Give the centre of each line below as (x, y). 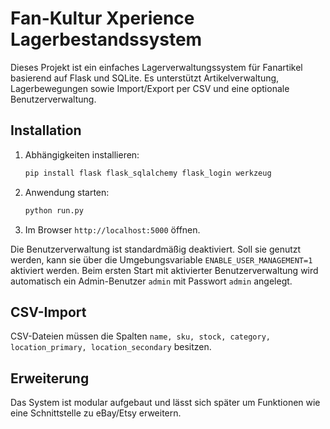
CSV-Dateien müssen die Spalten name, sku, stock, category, (140, 336)
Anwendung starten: (67, 192)
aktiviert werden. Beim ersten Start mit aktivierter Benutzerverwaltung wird (164, 270)
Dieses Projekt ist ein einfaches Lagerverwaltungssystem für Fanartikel (156, 67)
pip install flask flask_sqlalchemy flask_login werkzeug (148, 173)
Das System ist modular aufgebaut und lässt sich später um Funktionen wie (165, 403)
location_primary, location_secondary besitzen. (111, 347)
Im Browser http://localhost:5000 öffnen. (112, 229)
